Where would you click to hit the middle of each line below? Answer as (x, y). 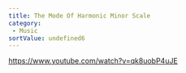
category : (25, 23)
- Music (25, 30)
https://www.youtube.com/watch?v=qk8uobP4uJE (93, 61)
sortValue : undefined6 (47, 38)
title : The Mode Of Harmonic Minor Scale (80, 16)
